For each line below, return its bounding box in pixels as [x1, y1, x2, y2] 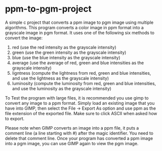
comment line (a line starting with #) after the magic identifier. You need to [5, 130, 154, 136]
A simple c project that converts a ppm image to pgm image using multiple [5, 19, 154, 25]
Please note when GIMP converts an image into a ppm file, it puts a [5, 125, 139, 131]
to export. [5, 116, 25, 121]
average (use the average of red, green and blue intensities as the [12, 60, 144, 66]
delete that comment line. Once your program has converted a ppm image [5, 135, 153, 141]
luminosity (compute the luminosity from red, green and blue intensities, [12, 80, 156, 86]
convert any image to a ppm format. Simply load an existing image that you [5, 100, 155, 106]
